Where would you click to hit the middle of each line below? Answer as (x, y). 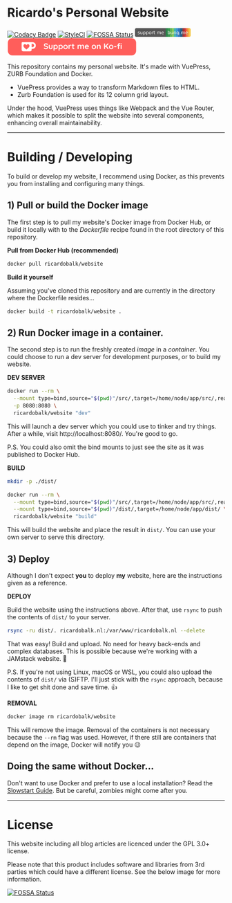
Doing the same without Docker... (80, 766)
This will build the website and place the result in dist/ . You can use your (112, 530)
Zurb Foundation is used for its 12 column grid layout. (93, 94)
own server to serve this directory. (56, 537)
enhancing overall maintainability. (55, 122)
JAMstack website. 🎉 (37, 658)
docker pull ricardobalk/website (55, 264)
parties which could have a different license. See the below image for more (114, 872)
